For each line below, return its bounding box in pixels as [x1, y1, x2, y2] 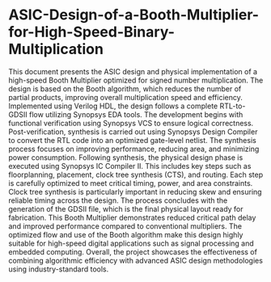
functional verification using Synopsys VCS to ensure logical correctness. [8, 118, 254, 128]
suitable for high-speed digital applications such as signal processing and [8, 238, 255, 248]
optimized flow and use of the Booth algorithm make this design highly [8, 229, 243, 239]
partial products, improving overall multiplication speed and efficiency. [8, 92, 243, 102]
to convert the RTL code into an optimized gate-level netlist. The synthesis [8, 135, 256, 145]
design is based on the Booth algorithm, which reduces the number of [8, 83, 242, 94]
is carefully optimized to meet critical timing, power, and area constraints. [8, 178, 253, 187]
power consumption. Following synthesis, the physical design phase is [8, 152, 243, 162]
